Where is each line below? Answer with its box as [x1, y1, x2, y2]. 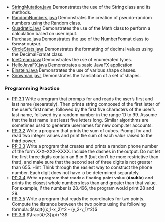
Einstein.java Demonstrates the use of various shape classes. [11, 67, 137, 73]
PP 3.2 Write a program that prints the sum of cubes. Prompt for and [11, 128, 151, 133]
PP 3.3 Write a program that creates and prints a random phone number [11, 143, 158, 149]
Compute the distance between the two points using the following [11, 201, 146, 207]
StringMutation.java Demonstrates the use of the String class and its [11, 4, 151, 10]
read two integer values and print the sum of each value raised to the [11, 133, 153, 139]
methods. [11, 9, 32, 15]
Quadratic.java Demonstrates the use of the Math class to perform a [11, 25, 151, 31]
